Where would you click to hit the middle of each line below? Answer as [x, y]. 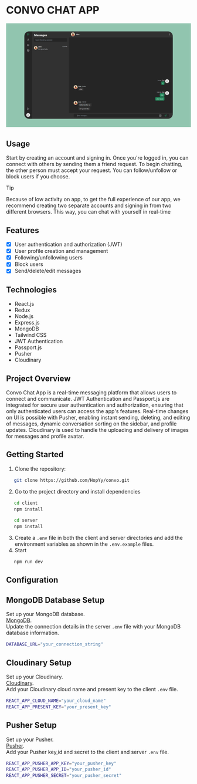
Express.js [27, 323]
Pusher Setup [31, 725]
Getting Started [35, 454]
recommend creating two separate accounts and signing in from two [89, 205]
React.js [24, 304]
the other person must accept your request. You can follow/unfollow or [92, 170]
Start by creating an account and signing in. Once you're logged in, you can [97, 158]
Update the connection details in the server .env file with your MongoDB [93, 627]
